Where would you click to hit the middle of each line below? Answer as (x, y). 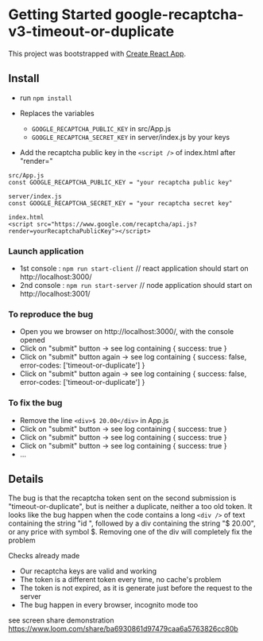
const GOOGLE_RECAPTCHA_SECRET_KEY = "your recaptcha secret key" (120, 203)
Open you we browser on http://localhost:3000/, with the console (127, 332)
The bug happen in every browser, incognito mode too (109, 605)
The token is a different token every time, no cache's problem (120, 580)
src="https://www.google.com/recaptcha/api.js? (117, 224)
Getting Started (60, 15)
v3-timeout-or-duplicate (91, 31)
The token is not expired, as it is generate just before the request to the (136, 588)
